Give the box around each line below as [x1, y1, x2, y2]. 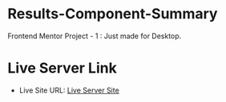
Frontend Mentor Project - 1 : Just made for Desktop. [7, 31, 182, 41]
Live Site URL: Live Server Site [18, 85, 119, 95]
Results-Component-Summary [7, 5, 218, 23]
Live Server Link [7, 59, 117, 77]
